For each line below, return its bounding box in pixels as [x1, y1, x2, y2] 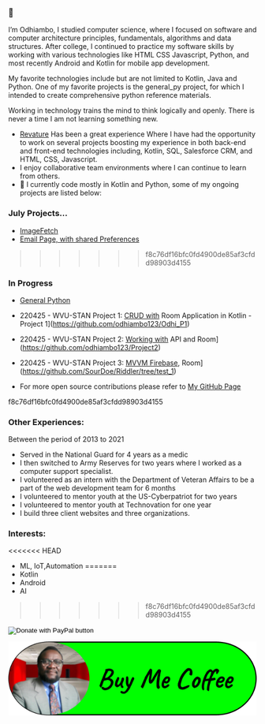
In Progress [8, 278, 54, 289]
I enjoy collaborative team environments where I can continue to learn [19, 163, 247, 173]
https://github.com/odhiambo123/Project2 [22, 342, 159, 352]
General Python [19, 295, 71, 304]
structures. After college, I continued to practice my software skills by [8, 42, 234, 51]
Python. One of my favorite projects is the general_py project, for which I [8, 82, 244, 91]
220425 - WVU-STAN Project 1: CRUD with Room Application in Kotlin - [19, 311, 252, 320]
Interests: [8, 528, 47, 539]
